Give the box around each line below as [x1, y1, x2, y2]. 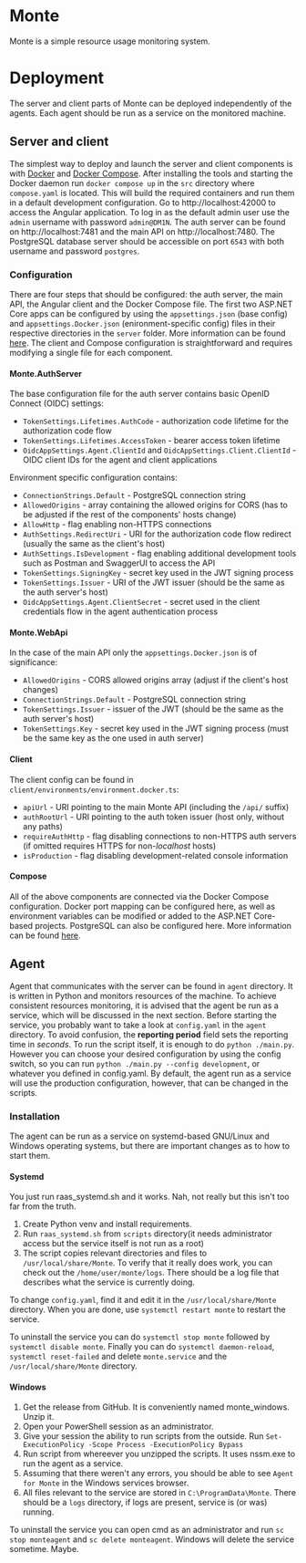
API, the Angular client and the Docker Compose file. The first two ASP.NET [9, 298, 293, 309]
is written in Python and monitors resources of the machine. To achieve [9, 990, 277, 1001]
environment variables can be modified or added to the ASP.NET [9, 910, 252, 922]
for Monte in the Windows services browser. [22, 1477, 189, 1488]
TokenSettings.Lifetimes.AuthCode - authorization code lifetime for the [22, 416, 290, 427]
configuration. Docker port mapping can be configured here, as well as [9, 901, 276, 912]
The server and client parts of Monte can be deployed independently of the [9, 98, 292, 109]
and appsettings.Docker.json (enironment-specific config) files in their [9, 318, 276, 328]
